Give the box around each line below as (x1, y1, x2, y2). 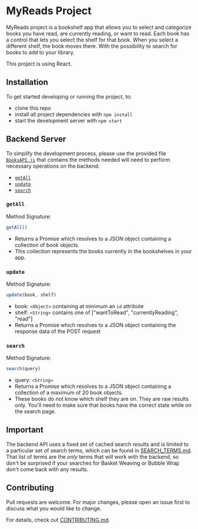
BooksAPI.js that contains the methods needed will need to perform (6, 156, 171, 163)
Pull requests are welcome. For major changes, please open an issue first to (6, 498, 190, 505)
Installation (6, 77, 48, 87)
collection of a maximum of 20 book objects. (14, 389, 124, 396)
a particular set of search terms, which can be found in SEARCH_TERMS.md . (6, 447, 193, 454)
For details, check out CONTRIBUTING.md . (6, 516, 110, 523)
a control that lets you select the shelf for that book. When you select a (6, 36, 179, 43)
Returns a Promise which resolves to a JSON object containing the (14, 321, 176, 328)
